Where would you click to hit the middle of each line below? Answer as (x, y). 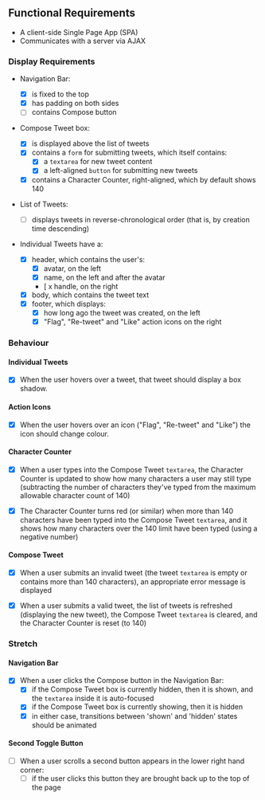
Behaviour (29, 343)
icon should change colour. (64, 433)
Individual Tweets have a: (61, 244)
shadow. (33, 389)
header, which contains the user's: (88, 259)
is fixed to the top (60, 94)
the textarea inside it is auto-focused (93, 698)
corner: (32, 770)
